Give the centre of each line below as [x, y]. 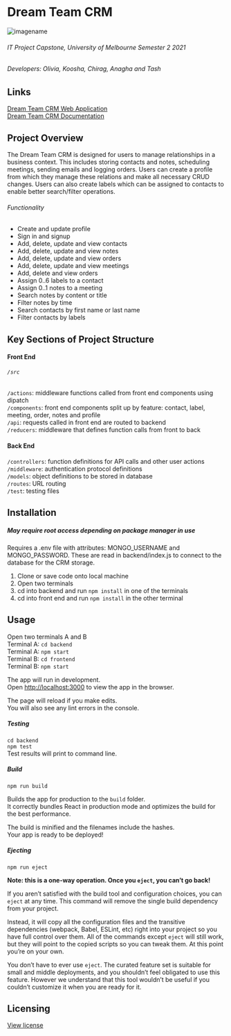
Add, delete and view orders [57, 273]
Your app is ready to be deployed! [55, 835]
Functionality [26, 207]
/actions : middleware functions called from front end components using [110, 393]
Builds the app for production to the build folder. [76, 799]
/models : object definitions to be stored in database [80, 476]
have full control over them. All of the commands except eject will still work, [115, 936]
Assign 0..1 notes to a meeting [59, 288]
